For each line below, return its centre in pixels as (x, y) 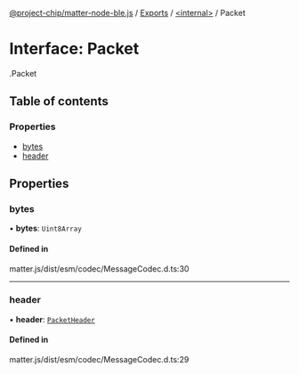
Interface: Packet (74, 49)
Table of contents (59, 102)
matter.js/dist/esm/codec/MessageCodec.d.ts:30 (99, 268)
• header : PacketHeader (52, 319)
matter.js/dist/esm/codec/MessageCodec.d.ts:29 (99, 360)
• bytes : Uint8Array (45, 228)
